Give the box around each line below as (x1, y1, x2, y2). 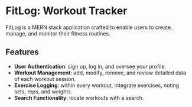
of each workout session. (14, 75, 76, 82)
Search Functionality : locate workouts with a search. (14, 94, 144, 101)
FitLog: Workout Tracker (5, 4, 128, 18)
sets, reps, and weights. (14, 87, 73, 95)
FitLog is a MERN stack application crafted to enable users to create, (5, 24, 173, 31)
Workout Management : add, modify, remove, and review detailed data (14, 69, 187, 76)
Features (5, 47, 39, 57)
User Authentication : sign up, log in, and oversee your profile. (14, 63, 167, 70)
